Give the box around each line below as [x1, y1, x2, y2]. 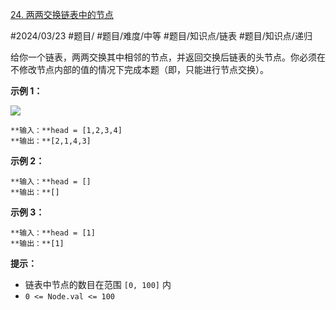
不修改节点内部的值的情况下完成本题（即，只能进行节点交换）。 [10, 64, 269, 75]
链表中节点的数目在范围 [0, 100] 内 [24, 279, 172, 290]
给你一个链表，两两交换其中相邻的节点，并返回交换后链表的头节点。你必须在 [10, 51, 326, 63]
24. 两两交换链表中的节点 [10, 9, 114, 20]
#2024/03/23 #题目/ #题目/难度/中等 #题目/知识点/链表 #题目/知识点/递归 [10, 30, 313, 42]
